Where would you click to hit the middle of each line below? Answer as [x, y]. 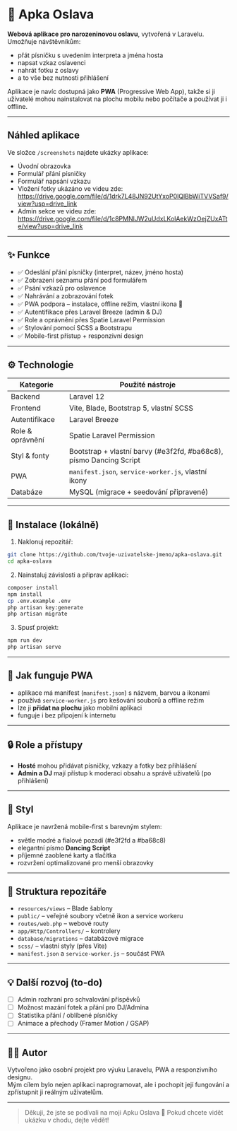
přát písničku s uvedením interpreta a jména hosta [90, 55]
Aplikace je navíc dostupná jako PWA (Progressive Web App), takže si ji [111, 91]
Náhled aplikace [43, 135]
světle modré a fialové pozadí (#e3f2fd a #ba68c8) [92, 840]
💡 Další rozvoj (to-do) [55, 982]
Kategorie [37, 385]
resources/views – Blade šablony [65, 908]
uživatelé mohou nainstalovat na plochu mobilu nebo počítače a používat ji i [117, 99]
